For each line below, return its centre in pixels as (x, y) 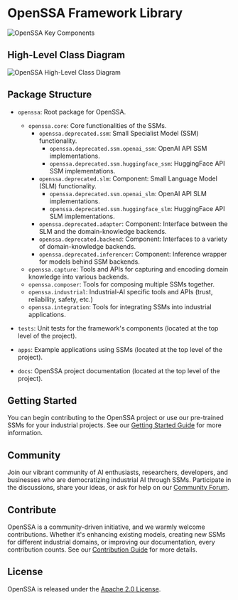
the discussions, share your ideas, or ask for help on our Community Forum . (118, 488)
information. (25, 433)
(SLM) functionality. (68, 186)
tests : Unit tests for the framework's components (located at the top (118, 328)
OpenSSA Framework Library (95, 13)
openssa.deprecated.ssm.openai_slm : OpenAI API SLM (128, 193)
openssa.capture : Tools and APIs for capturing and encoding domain (128, 269)
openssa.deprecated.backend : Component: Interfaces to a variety (133, 239)
